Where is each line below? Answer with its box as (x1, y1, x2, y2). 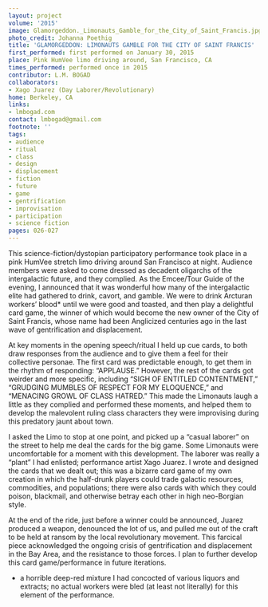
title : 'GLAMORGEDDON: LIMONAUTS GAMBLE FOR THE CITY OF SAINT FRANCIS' (8, 41, 255, 49)
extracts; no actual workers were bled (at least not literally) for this (19, 581, 238, 591)
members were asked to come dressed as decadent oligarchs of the (8, 266, 233, 275)
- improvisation (8, 204, 62, 212)
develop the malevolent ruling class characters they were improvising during (8, 408, 259, 417)
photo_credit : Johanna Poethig (8, 34, 112, 42)
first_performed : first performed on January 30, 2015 (8, 49, 195, 57)
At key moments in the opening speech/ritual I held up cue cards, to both (8, 341, 248, 349)
